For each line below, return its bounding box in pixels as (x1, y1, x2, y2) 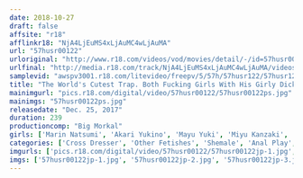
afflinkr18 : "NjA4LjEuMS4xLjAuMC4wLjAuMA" (9, 38, 171, 48)
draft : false (9, 22, 59, 31)
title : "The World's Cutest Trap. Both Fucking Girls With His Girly (9, 80, 277, 89)
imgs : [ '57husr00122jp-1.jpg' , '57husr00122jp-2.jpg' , (9, 155, 220, 165)
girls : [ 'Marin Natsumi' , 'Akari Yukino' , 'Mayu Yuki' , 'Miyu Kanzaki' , (9, 130, 289, 139)
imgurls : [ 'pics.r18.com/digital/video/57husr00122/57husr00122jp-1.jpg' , (9, 147, 297, 156)
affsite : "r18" (9, 30, 67, 39)
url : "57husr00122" (9, 47, 83, 56)
